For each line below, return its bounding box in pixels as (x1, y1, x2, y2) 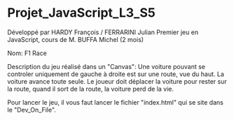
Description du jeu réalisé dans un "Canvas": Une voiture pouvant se (7, 62, 205, 70)
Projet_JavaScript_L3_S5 (7, 5, 156, 21)
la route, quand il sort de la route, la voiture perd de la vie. (7, 84, 174, 93)
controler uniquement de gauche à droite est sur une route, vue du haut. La (7, 70, 224, 78)
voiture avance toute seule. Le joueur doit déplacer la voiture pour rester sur (7, 77, 227, 85)
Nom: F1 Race (7, 49, 48, 57)
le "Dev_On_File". (7, 105, 56, 114)
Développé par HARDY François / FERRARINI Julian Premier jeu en (7, 28, 198, 36)
